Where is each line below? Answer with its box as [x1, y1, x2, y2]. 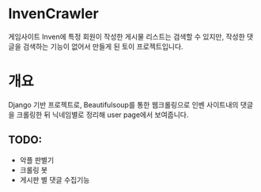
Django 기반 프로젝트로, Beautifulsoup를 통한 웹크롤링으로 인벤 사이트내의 [8, 100, 239, 109]
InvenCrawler [8, 5, 99, 23]
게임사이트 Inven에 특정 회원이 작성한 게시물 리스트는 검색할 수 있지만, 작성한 [8, 32, 245, 41]
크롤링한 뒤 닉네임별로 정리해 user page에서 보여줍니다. [16, 110, 189, 119]
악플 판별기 [19, 155, 55, 164]
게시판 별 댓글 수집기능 [19, 175, 90, 184]
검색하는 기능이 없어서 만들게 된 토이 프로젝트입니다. [22, 41, 183, 51]
